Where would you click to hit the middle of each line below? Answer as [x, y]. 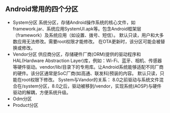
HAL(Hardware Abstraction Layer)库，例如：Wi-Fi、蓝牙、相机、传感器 [87, 61]
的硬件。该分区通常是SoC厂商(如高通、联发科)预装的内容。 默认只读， [86, 73]
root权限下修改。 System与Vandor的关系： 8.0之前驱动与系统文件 [90, 79]
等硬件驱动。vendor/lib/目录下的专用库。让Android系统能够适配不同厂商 [88, 67]
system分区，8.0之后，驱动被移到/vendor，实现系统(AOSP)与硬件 [92, 86]
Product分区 [25, 105]
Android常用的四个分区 [42, 9]
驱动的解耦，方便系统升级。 [42, 92]
